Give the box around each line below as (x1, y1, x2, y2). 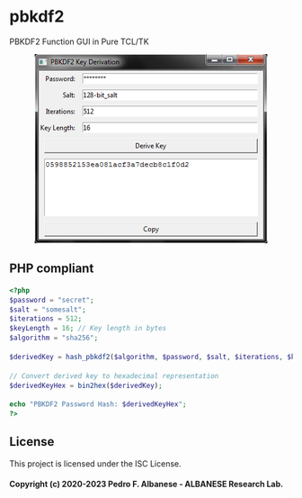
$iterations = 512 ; (9, 314, 83, 323)
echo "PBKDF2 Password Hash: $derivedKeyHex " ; (9, 400, 187, 409)
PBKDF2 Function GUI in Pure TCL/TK (9, 36, 150, 47)
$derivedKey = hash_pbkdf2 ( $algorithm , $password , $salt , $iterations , (9, 352, 283, 361)
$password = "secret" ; (9, 295, 94, 304)
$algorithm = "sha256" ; (9, 333, 99, 343)
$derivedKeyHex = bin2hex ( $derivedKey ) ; (9, 381, 164, 390)
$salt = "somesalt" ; (9, 304, 87, 314)
